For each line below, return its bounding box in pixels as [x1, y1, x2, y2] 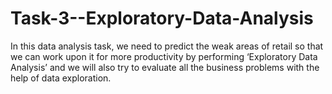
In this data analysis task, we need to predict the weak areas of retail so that [10, 40, 324, 52]
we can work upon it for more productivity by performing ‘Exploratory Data [10, 50, 318, 62]
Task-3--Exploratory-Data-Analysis [10, 7, 314, 30]
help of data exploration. [10, 72, 112, 84]
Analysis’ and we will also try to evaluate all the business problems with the [10, 61, 320, 73]
